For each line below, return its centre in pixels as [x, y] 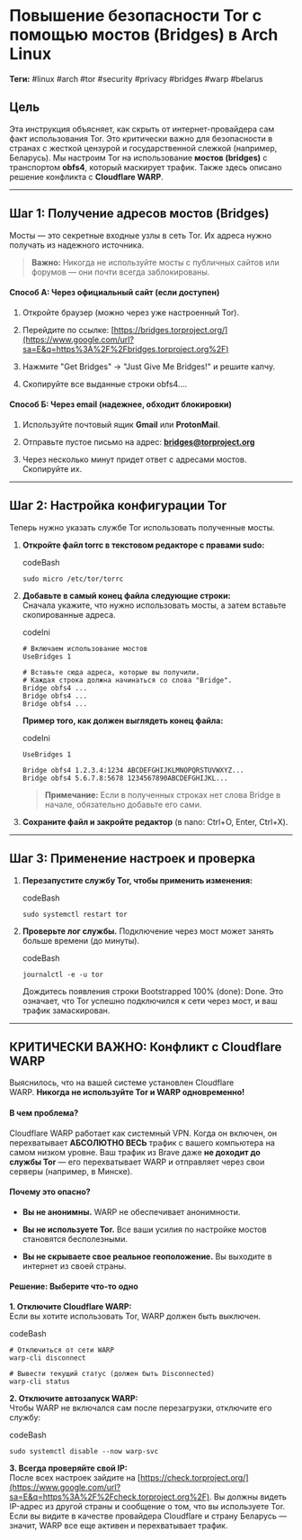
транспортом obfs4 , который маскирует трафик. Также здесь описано [146, 167]
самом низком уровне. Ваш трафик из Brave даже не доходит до [135, 1152]
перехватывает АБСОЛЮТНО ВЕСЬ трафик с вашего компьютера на [142, 1142]
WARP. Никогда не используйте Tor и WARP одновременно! [127, 1092]
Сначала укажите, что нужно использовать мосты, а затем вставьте [154, 605]
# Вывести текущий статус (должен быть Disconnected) [112, 1374]
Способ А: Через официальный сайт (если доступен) [115, 293]
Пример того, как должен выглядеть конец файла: [123, 720]
